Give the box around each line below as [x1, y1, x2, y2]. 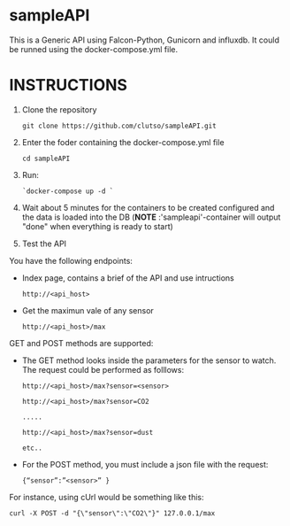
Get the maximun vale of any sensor [21, 305, 155, 315]
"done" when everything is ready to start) [21, 220, 174, 231]
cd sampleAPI [21, 154, 71, 163]
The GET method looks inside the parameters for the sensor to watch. [21, 355, 277, 366]
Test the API [21, 238, 67, 249]
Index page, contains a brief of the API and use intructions [21, 272, 234, 283]
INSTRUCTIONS [9, 75, 128, 96]
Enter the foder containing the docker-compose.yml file [21, 136, 225, 147]
